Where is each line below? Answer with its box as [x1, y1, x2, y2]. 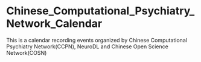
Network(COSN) [6, 49, 47, 56]
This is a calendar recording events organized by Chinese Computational [6, 36, 187, 44]
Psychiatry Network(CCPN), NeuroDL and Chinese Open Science [6, 43, 169, 50]
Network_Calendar [6, 17, 103, 30]
